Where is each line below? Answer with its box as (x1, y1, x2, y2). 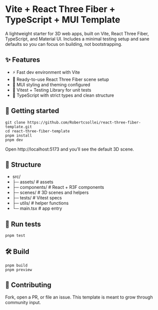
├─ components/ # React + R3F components (12, 184, 104, 190)
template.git (5, 124, 32, 129)
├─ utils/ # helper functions (12, 200, 69, 206)
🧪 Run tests (5, 220, 41, 228)
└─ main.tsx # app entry (12, 205, 62, 211)
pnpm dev (5, 137, 23, 143)
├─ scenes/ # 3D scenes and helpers (12, 189, 89, 195)
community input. (5, 299, 41, 305)
